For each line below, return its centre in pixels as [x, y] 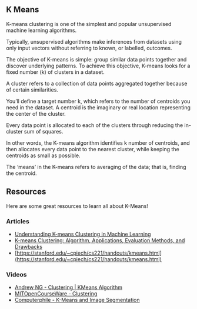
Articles [18, 221]
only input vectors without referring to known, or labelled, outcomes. [89, 48]
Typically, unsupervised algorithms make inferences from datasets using [94, 41]
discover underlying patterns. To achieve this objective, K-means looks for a [98, 66]
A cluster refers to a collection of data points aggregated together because [97, 83]
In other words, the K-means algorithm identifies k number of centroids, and [98, 143]
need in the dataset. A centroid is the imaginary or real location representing [98, 107]
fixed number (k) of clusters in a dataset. [55, 72]
